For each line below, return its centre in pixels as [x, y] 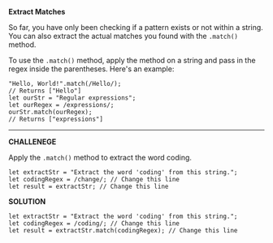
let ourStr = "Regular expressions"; [72, 98]
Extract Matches [37, 12]
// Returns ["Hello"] [45, 91]
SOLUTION [27, 201]
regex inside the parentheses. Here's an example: [91, 69]
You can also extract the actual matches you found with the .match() [123, 36]
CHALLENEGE [32, 142]
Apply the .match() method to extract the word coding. [100, 158]
